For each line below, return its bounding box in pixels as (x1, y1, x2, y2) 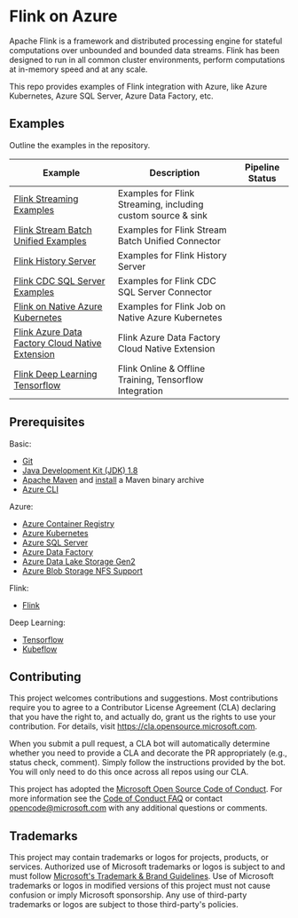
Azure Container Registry (21, 518, 115, 529)
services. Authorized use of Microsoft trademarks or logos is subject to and (9, 861, 286, 872)
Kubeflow (21, 644, 58, 654)
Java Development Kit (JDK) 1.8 (21, 464, 138, 476)
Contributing (9, 669, 82, 685)
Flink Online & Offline (117, 362, 206, 375)
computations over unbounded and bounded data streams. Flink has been (9, 44, 280, 55)
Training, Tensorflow (117, 373, 204, 385)
